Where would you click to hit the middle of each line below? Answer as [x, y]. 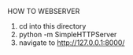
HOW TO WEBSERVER [44, 11]
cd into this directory [52, 26]
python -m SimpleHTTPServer [68, 34]
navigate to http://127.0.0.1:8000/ [72, 43]
